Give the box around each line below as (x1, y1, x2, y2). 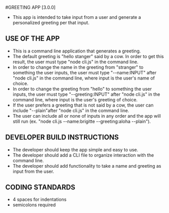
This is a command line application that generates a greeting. (12, 48, 141, 54)
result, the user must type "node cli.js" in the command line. (12, 59, 138, 65)
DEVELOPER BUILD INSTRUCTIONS (5, 133, 119, 142)
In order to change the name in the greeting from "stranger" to (12, 64, 144, 70)
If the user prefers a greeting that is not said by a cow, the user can (12, 102, 154, 108)
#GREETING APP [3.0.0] (5, 5, 56, 10)
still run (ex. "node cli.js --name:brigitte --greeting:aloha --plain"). (12, 118, 151, 124)
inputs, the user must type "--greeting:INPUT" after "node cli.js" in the (12, 91, 160, 97)
